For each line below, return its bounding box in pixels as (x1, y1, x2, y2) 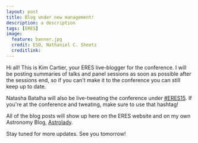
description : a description (6, 20, 76, 26)
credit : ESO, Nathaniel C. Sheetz (11, 42, 97, 48)
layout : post (6, 8, 39, 15)
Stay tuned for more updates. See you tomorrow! (6, 130, 126, 137)
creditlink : (11, 48, 42, 54)
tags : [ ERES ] (6, 25, 39, 32)
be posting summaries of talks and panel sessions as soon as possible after (6, 70, 191, 77)
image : (6, 31, 23, 37)
